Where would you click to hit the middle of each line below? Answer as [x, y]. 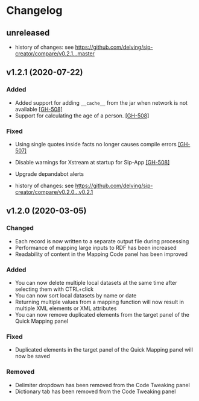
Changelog [34, 11]
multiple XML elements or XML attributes [66, 308]
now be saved [32, 356]
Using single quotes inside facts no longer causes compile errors [96, 144]
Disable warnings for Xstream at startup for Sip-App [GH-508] [92, 162]
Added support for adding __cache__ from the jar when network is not [101, 102]
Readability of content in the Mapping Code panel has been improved [101, 254]
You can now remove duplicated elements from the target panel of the [102, 314]
